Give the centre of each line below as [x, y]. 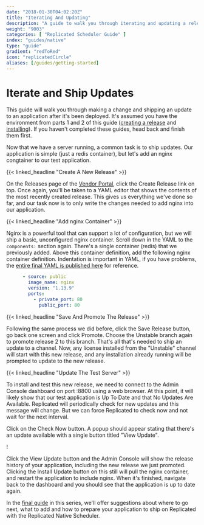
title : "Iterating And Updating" [49, 18]
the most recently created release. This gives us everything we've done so [100, 197]
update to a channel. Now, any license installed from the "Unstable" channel [101, 348]
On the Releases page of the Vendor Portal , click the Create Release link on [100, 184]
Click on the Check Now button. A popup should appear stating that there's [100, 428]
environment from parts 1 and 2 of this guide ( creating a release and [91, 123]
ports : [36, 294]
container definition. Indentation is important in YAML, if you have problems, [101, 259]
